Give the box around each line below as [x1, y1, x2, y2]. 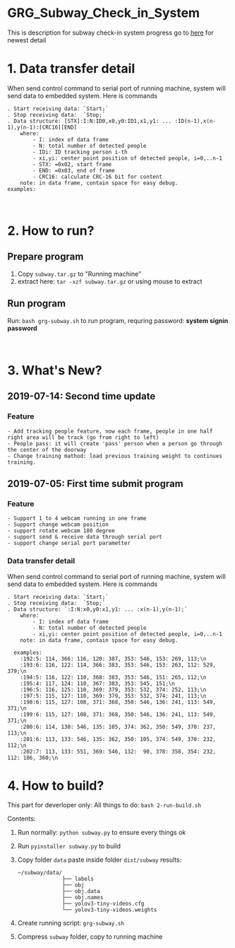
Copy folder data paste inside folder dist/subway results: [17, 855, 182, 864]
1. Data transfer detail [7, 61, 135, 77]
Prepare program [7, 251, 84, 263]
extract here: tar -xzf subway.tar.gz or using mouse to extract [17, 277, 203, 286]
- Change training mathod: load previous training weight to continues [7, 452, 222, 460]
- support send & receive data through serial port [7, 534, 162, 541]
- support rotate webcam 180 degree [7, 527, 115, 534]
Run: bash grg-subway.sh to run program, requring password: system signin [7, 316, 229, 324]
